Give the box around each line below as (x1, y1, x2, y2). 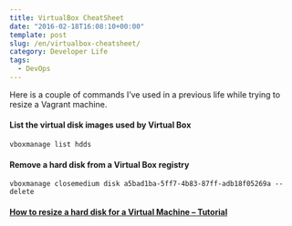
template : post (9, 30, 68, 39)
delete (9, 188, 35, 197)
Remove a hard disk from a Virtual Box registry (9, 159, 190, 169)
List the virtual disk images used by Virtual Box (9, 119, 192, 130)
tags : (9, 56, 30, 65)
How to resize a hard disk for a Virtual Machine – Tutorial (9, 206, 228, 217)
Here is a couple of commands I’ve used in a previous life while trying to (9, 88, 281, 100)
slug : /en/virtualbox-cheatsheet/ (9, 38, 141, 48)
